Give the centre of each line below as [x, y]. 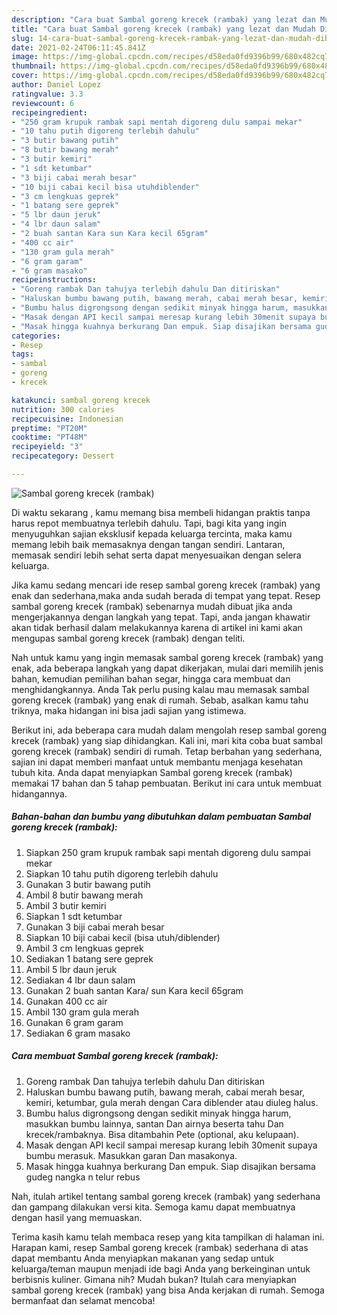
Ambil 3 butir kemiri [66, 905]
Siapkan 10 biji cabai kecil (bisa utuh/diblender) [123, 937]
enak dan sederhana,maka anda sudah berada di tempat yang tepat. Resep [166, 595]
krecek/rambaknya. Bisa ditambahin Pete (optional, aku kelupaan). [162, 1134]
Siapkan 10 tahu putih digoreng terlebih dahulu [122, 873]
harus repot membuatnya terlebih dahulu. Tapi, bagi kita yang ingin [149, 523]
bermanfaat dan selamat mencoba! [83, 1300]
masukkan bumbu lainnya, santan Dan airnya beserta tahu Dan [154, 1123]
